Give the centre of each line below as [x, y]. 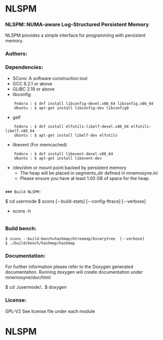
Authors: [16, 54]
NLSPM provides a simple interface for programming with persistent [75, 35]
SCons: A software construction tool [50, 78]
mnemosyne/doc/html [28, 278]
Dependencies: [24, 67]
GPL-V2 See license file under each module [50, 311]
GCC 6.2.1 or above [32, 83]
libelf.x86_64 [20, 131]
